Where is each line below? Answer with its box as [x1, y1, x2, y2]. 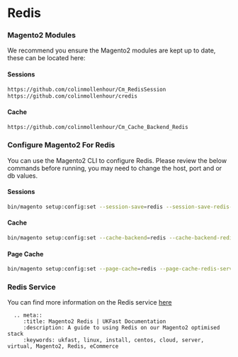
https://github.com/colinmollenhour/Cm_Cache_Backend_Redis [7, 123, 189, 130]
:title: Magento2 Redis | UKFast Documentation [23, 318, 166, 325]
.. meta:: [13, 312, 42, 319]
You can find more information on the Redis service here [7, 298, 172, 307]
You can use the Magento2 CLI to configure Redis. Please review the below [7, 156, 227, 164]
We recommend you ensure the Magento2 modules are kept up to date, [7, 46, 216, 55]
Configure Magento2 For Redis [7, 140, 115, 150]
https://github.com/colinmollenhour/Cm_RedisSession [7, 86, 166, 93]
